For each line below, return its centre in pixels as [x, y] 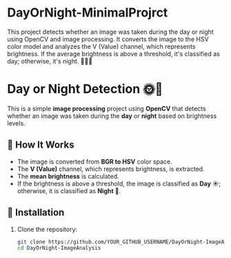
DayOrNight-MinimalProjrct [88, 13]
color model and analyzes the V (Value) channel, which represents [101, 46]
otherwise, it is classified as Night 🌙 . [69, 190]
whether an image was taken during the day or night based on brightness [112, 116]
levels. [16, 123]
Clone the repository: [47, 229]
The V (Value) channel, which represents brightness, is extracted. [111, 169]
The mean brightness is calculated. [68, 176]
